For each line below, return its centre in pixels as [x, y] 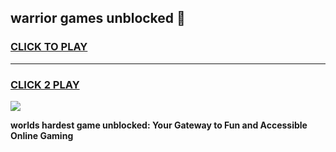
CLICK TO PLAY [49, 47]
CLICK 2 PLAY [45, 84]
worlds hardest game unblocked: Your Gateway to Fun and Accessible [159, 125]
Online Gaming [42, 135]
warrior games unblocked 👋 [98, 18]
